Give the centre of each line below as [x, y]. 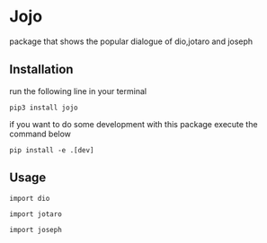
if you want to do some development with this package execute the [133, 124]
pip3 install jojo [44, 108]
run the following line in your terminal [78, 91]
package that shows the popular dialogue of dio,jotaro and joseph [131, 41]
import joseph [36, 230]
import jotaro [36, 214]
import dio [30, 198]
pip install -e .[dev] [52, 150]
